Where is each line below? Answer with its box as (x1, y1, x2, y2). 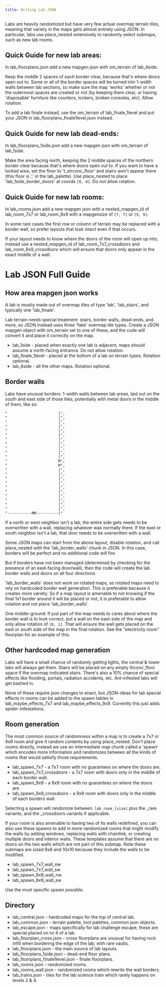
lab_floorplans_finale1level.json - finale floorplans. (12, 956, 114, 962)
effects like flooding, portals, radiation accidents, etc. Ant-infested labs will (5, 675, 158, 681)
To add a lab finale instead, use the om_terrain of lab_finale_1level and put (5, 110, 155, 116)
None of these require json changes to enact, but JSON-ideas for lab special (5, 690, 161, 696)
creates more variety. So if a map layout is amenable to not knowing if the (5, 590, 155, 596)
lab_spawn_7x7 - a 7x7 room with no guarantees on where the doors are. (12, 764, 161, 770)
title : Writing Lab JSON (5, 7, 56, 12)
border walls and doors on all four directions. (5, 570, 97, 576)
